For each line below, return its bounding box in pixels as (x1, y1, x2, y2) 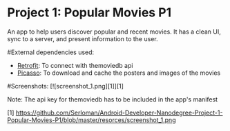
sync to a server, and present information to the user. (7, 34, 158, 43)
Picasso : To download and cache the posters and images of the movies (17, 69, 221, 77)
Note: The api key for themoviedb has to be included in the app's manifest (7, 95, 218, 104)
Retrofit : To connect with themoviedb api (17, 61, 133, 69)
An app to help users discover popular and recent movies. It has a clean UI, (7, 27, 221, 36)
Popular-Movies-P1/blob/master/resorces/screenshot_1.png (7, 115, 176, 124)
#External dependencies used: (7, 48, 95, 56)
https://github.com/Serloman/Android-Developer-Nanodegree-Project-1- (15, 108, 223, 117)
